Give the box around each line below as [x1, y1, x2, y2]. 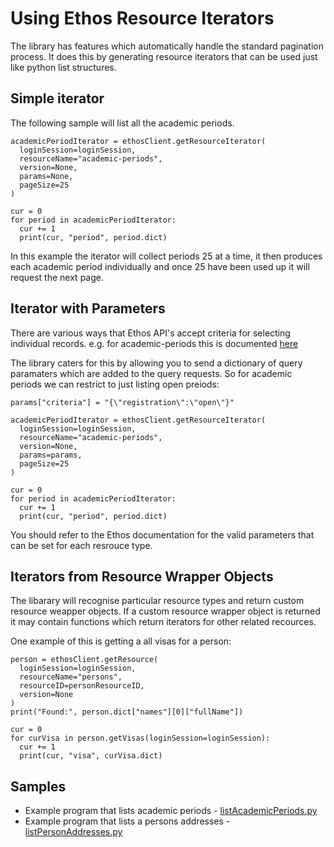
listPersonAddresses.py [24, 826, 123, 838]
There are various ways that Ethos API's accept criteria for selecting [10, 327, 291, 339]
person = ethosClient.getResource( [10, 655, 159, 665]
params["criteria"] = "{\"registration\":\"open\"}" [10, 397, 235, 407]
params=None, [19, 171, 74, 181]
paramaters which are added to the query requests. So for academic [10, 367, 293, 379]
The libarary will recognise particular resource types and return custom [10, 595, 305, 607]
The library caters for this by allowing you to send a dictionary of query [10, 357, 303, 369]
